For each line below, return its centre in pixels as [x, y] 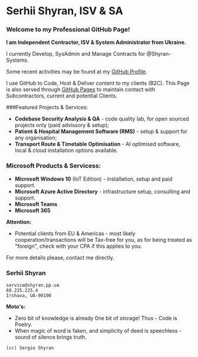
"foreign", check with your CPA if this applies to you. [78, 246]
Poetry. [23, 324]
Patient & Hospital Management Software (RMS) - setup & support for [101, 131]
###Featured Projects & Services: [47, 108]
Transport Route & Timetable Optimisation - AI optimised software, [98, 144]
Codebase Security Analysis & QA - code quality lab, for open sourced [102, 119]
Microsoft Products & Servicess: [54, 166]
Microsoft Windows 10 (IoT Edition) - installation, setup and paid [93, 179]
